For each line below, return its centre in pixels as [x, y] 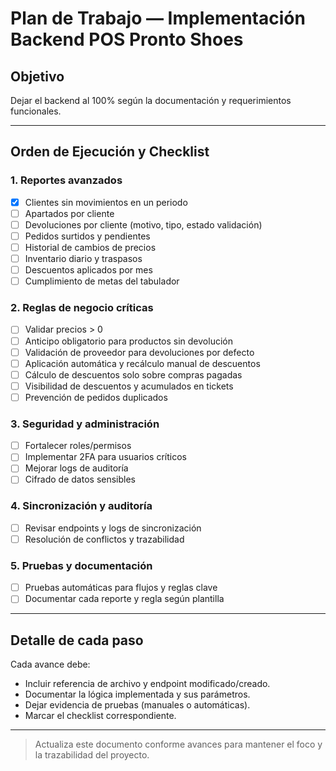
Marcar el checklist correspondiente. [100, 716]
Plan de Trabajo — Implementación [158, 18]
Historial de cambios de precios [90, 247]
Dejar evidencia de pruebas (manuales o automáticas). [137, 705]
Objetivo [37, 76]
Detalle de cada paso [77, 640]
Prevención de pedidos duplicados [96, 397]
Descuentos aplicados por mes [88, 270]
